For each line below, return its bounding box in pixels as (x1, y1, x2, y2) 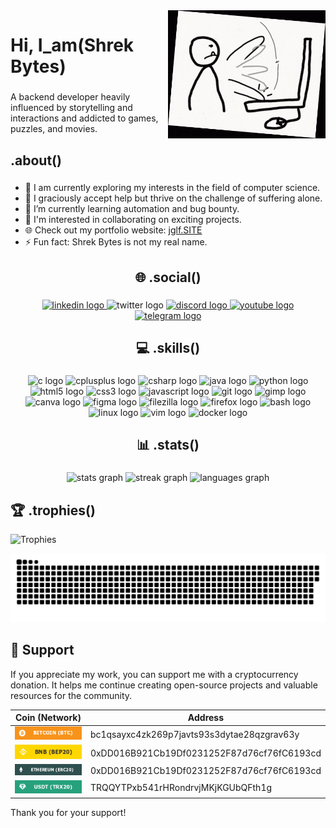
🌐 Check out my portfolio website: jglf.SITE (24, 224, 203, 236)
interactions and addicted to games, (10, 112, 159, 124)
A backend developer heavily (10, 91, 131, 103)
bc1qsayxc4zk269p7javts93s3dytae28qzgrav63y (89, 728, 300, 740)
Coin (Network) (14, 712, 82, 724)
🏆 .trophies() (10, 502, 96, 519)
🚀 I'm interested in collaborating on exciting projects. (24, 214, 242, 226)
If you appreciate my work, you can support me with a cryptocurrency (10, 668, 299, 680)
